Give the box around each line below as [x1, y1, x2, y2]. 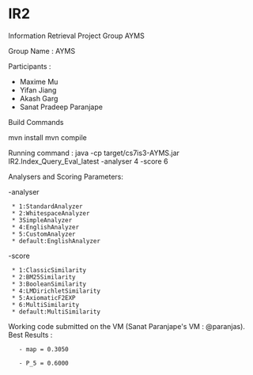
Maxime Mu [19, 77, 59, 86]
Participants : [8, 61, 51, 71]
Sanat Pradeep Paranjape [19, 102, 103, 112]
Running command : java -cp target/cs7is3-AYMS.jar [8, 148, 180, 157]
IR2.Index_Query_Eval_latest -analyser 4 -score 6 [8, 156, 168, 166]
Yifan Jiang [19, 85, 57, 95]
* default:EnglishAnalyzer [11, 237, 101, 245]
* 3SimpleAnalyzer [11, 216, 73, 224]
